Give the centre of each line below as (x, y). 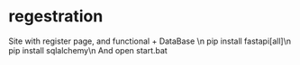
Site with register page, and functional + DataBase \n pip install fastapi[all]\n (150, 41)
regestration (56, 16)
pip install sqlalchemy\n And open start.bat (88, 50)
